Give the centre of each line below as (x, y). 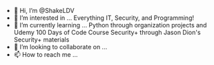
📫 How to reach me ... (46, 54)
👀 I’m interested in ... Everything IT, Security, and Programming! (104, 18)
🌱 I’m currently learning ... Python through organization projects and (110, 25)
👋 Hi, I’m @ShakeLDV (44, 11)
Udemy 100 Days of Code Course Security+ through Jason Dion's (107, 32)
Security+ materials (41, 40)
